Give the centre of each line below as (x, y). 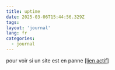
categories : (20, 38)
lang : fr (17, 33)
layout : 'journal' (28, 28)
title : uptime (23, 11)
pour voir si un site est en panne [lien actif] (57, 60)
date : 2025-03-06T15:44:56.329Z (45, 17)
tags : (13, 22)
